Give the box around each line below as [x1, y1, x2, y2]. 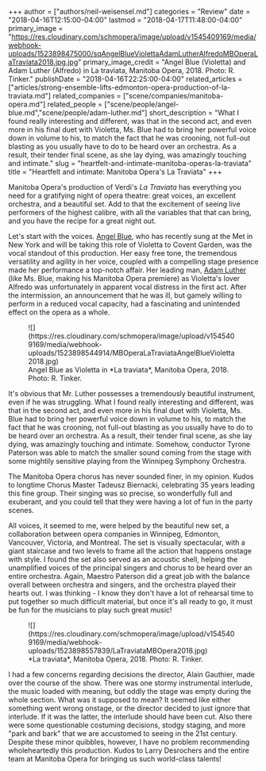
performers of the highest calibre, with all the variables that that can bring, [8, 208, 252, 217]
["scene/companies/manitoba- [122, 91, 224, 100]
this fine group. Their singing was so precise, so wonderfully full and [8, 488, 233, 498]
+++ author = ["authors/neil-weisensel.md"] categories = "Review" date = [8, 7, 251, 16]
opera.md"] [8, 99, 46, 109]
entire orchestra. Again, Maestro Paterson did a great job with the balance [8, 572, 250, 580]
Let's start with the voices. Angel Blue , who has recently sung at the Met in [8, 232, 253, 241]
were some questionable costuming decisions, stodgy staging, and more [8, 720, 246, 730]
